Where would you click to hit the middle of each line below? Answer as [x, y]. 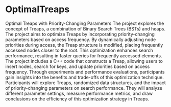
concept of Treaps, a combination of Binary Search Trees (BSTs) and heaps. [86, 28]
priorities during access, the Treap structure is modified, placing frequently [84, 45]
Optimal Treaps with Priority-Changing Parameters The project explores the [85, 23]
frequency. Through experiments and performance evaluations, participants [85, 72]
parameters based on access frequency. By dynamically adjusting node [81, 40]
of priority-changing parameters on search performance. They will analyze [84, 88]
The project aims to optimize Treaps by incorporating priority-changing [80, 34]
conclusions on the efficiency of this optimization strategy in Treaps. [77, 99]
